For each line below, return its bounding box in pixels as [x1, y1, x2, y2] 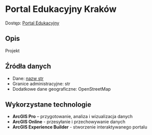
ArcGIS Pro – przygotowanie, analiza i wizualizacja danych [12, 114, 133, 120]
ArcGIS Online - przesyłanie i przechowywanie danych [12, 119, 126, 125]
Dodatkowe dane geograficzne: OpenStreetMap [12, 86, 111, 92]
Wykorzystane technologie [5, 100, 92, 109]
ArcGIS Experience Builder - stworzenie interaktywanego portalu [12, 124, 148, 130]
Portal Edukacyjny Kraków [5, 3, 117, 15]
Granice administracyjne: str [12, 81, 71, 87]
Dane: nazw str [12, 75, 44, 81]
